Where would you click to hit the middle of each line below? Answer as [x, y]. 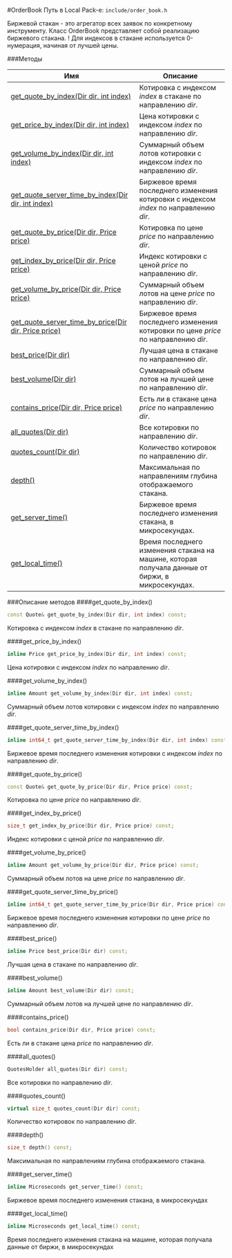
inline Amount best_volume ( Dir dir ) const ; [71, 990]
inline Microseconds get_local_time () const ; [74, 1227]
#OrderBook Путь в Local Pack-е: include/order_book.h [87, 10]
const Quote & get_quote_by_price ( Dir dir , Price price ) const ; [100, 787]
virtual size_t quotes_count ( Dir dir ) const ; [74, 1109]
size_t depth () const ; [40, 1148]
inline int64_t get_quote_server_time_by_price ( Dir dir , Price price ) [111, 905]
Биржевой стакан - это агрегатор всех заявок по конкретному [100, 23]
